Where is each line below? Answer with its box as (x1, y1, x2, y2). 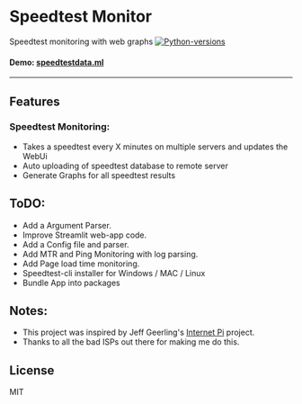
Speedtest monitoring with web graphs (9, 36, 154, 47)
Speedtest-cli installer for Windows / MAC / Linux (22, 267, 206, 278)
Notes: (9, 303, 48, 319)
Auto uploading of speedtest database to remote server (22, 160, 229, 171)
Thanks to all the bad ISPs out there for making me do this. (22, 337, 240, 347)
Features (9, 94, 60, 109)
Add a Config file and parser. (22, 238, 129, 249)
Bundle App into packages (22, 277, 120, 288)
